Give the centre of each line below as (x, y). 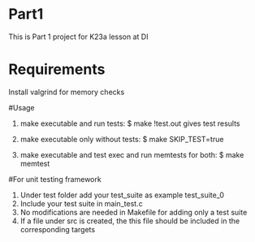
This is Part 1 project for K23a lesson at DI (78, 37)
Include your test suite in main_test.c (82, 203)
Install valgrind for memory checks (67, 92)
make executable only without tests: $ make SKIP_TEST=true (122, 139)
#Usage (22, 107)
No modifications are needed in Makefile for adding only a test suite (134, 212)
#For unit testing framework (55, 179)
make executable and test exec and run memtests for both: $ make (132, 154)
